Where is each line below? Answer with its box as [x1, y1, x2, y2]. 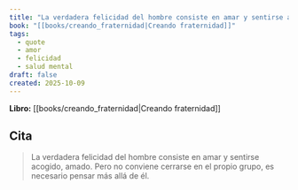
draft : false [9, 71, 58, 80]
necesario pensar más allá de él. [30, 171, 150, 181]
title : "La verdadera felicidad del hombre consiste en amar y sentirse [9, 12, 284, 22]
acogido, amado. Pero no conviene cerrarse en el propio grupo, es [30, 161, 275, 172]
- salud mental [17, 63, 74, 72]
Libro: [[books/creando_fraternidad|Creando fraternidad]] [9, 103, 222, 113]
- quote [17, 37, 46, 47]
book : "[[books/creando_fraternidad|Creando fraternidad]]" [9, 21, 237, 30]
